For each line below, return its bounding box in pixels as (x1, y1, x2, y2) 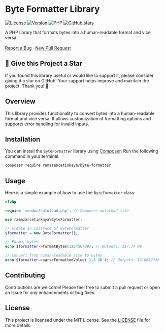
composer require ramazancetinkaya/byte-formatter (5, 163, 111, 168)
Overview (5, 97, 36, 106)
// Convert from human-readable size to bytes (5, 253, 102, 258)
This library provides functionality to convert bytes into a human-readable (5, 110, 155, 116)
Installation (5, 135, 40, 144)
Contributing (5, 271, 45, 280)
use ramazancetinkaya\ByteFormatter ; (5, 217, 83, 222)
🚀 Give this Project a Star (5, 59, 83, 68)
